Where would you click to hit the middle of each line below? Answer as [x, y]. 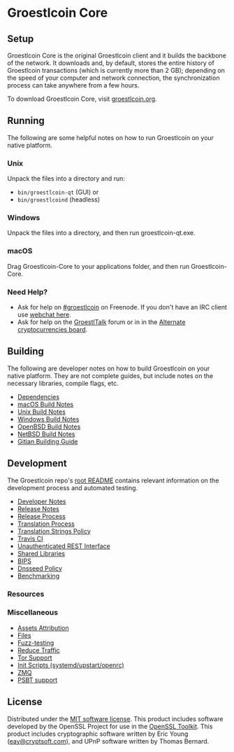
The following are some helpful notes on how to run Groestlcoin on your [111, 137]
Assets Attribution [43, 627]
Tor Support [35, 657]
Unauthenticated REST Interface [64, 546]
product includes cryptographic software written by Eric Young [98, 734]
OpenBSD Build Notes [49, 426]
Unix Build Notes [42, 412]
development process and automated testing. [73, 487]
